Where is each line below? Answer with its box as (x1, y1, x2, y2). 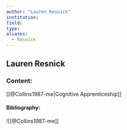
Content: (6, 77, 33, 85)
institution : (6, 14, 39, 20)
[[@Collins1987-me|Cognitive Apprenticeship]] (6, 90, 122, 98)
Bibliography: (6, 104, 41, 111)
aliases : (6, 31, 28, 37)
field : (6, 20, 23, 26)
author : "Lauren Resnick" (6, 8, 71, 15)
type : (6, 25, 20, 32)
